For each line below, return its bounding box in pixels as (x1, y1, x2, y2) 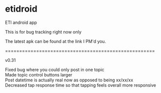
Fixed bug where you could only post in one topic (5, 67, 104, 73)
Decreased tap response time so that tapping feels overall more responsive (5, 82, 156, 88)
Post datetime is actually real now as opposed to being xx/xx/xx (5, 77, 133, 83)
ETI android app (5, 19, 38, 25)
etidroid (5, 3, 38, 15)
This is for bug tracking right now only (5, 29, 82, 35)
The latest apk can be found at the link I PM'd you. (5, 38, 106, 44)
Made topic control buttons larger (5, 72, 73, 77)
